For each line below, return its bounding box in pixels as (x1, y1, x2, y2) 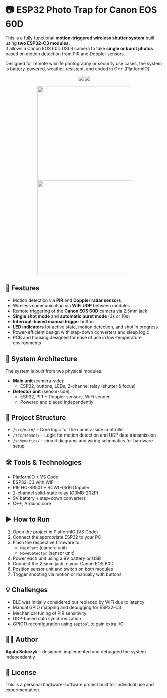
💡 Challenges (5, 586, 48, 594)
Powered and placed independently (20, 399, 94, 405)
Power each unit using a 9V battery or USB (12, 555, 101, 561)
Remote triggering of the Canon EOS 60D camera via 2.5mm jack (12, 308, 148, 314)
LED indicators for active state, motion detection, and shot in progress (12, 324, 158, 330)
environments (12, 340, 41, 346)
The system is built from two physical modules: (5, 368, 103, 374)
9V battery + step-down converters (12, 495, 86, 501)
